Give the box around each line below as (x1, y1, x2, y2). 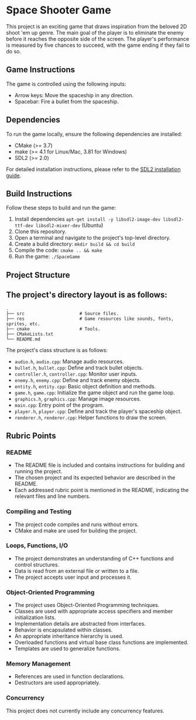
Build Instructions (6, 189, 73, 199)
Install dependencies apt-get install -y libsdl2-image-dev (14, 216, 161, 223)
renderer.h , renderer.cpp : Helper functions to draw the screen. (14, 414, 167, 421)
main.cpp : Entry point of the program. (14, 401, 104, 408)
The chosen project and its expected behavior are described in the (14, 474, 176, 481)
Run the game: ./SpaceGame (14, 253, 80, 260)
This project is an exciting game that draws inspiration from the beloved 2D (6, 23, 187, 30)
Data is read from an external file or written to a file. (14, 567, 139, 574)
